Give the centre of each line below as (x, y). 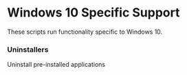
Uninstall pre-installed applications (56, 65)
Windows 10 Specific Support (93, 13)
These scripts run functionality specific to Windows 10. (85, 32)
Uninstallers (28, 50)
